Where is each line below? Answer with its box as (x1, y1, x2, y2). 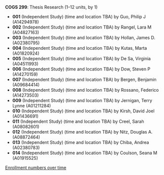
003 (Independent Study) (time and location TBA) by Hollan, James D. (12, 35, 156, 40)
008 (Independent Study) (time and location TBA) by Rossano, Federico (12, 87, 159, 93)
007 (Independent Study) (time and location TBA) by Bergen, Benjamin (12, 76, 157, 82)
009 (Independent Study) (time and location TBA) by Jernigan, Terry (12, 98, 152, 103)
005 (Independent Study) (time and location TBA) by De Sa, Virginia (12, 56, 151, 61)
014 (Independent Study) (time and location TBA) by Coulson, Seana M (12, 150, 158, 156)
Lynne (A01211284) (12, 103, 51, 108)
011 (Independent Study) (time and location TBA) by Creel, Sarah (12, 118, 144, 124)
